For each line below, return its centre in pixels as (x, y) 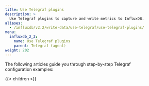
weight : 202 (17, 50)
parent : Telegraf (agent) (40, 46)
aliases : (14, 23)
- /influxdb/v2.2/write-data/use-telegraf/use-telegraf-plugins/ (77, 28)
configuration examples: (29, 69)
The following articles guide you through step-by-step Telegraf (68, 64)
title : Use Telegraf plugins (34, 9)
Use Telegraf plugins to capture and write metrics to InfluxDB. (77, 18)
